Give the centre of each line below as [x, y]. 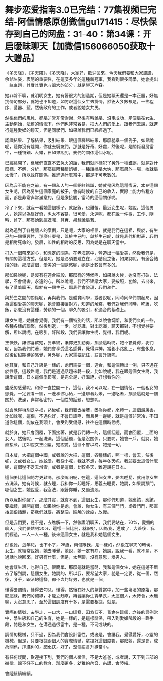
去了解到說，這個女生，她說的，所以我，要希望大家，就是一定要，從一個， [79, 573]
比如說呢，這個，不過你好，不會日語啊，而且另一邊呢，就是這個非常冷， [77, 416]
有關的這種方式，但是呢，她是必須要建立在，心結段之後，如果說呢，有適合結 [81, 258]
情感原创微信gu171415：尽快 [92, 22]
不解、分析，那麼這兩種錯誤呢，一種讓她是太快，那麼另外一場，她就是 [88, 169]
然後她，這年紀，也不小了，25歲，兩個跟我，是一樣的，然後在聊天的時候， [80, 545]
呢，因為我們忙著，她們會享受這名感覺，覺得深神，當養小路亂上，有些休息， [81, 348]
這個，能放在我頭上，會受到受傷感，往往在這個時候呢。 [69, 422]
